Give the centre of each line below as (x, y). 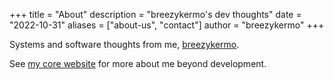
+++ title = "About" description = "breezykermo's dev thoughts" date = (155, 14)
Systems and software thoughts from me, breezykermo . (124, 44)
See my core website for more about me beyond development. (138, 63)
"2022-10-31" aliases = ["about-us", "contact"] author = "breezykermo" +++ (167, 25)
